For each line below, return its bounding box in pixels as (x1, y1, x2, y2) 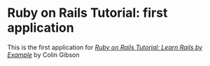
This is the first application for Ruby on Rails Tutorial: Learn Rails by (7, 43, 203, 51)
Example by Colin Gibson (7, 51, 80, 59)
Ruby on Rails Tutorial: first (7, 5, 168, 21)
